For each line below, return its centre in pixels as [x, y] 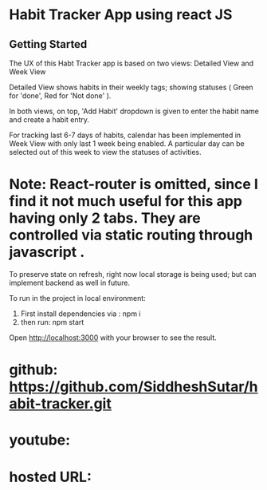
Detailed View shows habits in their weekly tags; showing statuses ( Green [131, 87]
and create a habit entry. [49, 120]
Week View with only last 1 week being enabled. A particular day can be [127, 144]
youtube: [40, 440]
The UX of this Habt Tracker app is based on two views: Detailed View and [132, 63]
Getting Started [48, 44]
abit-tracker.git [61, 404]
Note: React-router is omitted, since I [133, 184]
